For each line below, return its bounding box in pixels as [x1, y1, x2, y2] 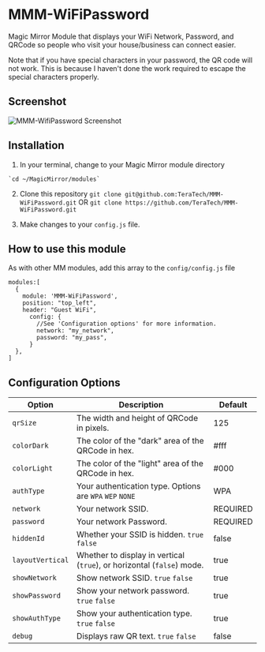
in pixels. [76, 422, 110, 433]
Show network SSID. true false [76, 572, 193, 583]
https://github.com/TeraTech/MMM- [125, 199, 239, 207]
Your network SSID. [76, 504, 149, 515]
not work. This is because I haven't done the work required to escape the [8, 63, 246, 73]
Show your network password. [76, 586, 190, 597]
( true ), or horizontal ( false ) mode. [76, 560, 204, 571]
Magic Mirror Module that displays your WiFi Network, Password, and [8, 32, 234, 41]
